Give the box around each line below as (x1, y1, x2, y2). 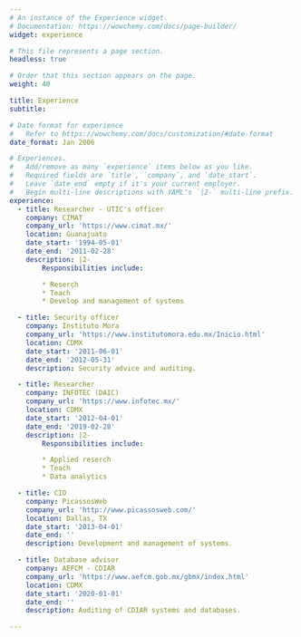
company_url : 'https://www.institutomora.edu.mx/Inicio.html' (25, 330, 266, 339)
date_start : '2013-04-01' (25, 522, 124, 531)
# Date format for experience (9, 121, 124, 130)
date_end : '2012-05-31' (25, 355, 116, 364)
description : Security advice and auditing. (25, 363, 197, 372)
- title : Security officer (17, 314, 120, 323)
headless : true (9, 55, 67, 64)
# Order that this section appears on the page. (9, 72, 197, 81)
